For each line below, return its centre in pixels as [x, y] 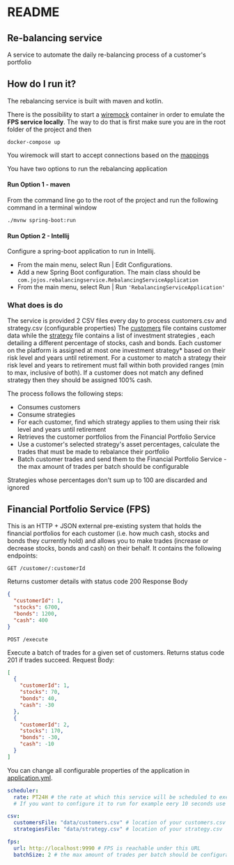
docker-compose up [34, 142]
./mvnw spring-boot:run [42, 221]
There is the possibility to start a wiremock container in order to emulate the [116, 114]
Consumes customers [49, 407]
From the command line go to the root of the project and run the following [112, 201]
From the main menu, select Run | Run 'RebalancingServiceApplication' [121, 287]
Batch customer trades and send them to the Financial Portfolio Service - [122, 459]
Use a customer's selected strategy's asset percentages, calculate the [118, 444]
